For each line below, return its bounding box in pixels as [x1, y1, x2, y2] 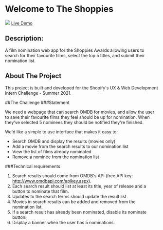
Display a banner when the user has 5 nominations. [12, 219, 115, 225]
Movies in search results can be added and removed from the [12, 199, 136, 205]
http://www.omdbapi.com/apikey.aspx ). [12, 178, 91, 184]
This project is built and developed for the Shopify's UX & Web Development [5, 84, 158, 91]
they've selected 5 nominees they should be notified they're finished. [5, 119, 144, 125]
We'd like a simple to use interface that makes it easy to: [5, 128, 118, 135]
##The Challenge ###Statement [5, 99, 70, 105]
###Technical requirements [5, 163, 61, 169]
